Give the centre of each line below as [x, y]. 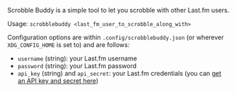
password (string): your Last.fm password [77, 66]
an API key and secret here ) [58, 81]
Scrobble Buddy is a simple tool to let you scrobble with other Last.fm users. [118, 10]
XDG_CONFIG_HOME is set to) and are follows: [69, 45]
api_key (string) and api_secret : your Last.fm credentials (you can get [119, 73]
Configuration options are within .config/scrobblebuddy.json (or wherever [116, 37]
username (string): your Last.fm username [77, 58]
